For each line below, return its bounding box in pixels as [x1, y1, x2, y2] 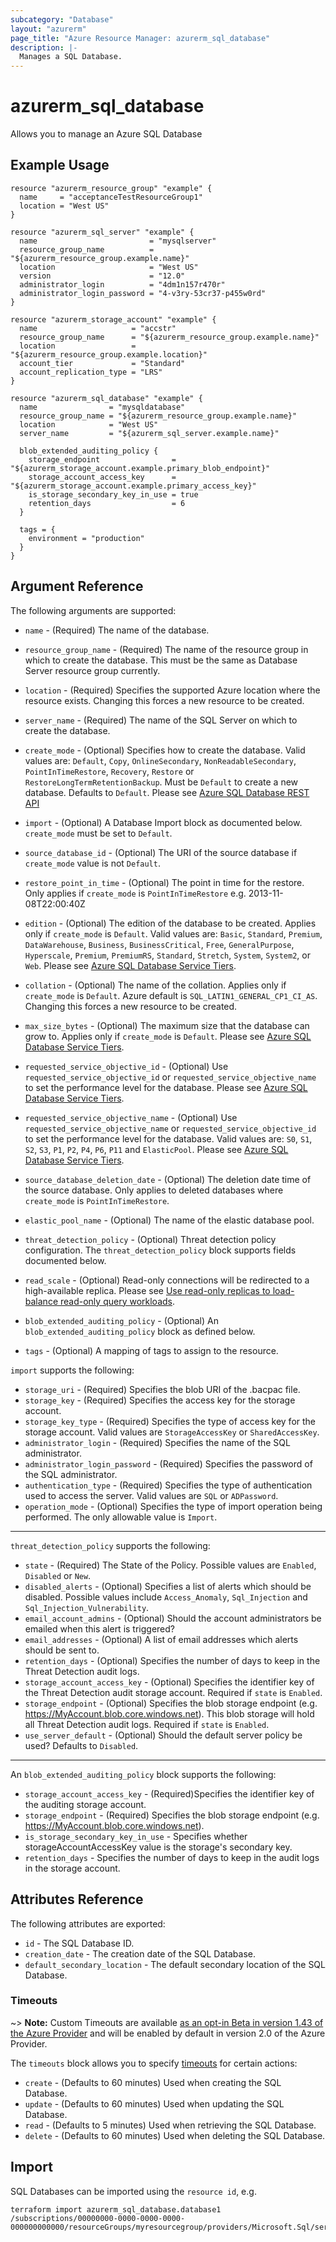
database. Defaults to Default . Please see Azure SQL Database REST [24, 786, 310, 798]
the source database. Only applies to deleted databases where [24, 1184, 284, 1196]
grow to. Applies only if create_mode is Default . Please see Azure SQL [24, 1030, 312, 1042]
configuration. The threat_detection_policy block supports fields [24, 1244, 297, 1256]
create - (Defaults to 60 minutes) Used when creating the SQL [24, 2076, 282, 2088]
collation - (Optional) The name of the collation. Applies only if [24, 979, 287, 991]
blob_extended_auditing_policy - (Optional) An [24, 1314, 219, 1326]
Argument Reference [10, 578, 144, 595]
